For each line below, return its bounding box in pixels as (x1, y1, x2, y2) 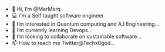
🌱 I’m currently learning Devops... (11, 27, 93, 33)
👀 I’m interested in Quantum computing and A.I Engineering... (11, 20, 160, 27)
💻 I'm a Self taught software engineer (11, 12, 104, 19)
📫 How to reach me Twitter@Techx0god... (11, 40, 116, 46)
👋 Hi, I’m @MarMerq (11, 6, 60, 12)
